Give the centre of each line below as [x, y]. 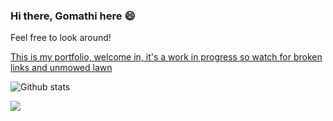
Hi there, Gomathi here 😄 [73, 16]
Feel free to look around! [61, 38]
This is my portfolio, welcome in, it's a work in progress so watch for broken [166, 57]
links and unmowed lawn [61, 68]
